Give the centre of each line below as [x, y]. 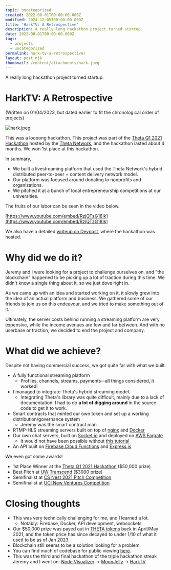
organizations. [28, 185]
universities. [26, 196]
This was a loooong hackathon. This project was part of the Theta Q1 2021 [84, 138]
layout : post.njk [24, 58]
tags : [11, 39]
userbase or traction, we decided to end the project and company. [75, 331]
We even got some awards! [34, 457]
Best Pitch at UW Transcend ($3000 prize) [58, 472]
